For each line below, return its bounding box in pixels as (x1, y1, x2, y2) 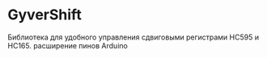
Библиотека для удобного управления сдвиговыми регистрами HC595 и (7, 32, 260, 42)
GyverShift (7, 6, 82, 24)
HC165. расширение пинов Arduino (7, 40, 129, 50)
